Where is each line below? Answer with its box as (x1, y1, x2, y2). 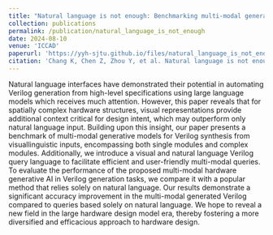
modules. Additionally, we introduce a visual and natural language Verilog (8, 147, 254, 158)
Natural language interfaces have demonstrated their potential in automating (8, 79, 264, 89)
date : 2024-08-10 (8, 34, 67, 43)
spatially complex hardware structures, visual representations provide (8, 105, 242, 114)
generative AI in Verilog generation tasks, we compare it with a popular (8, 173, 246, 183)
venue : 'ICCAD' (8, 42, 60, 50)
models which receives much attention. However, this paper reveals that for (8, 96, 262, 106)
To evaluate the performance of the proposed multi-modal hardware (8, 165, 237, 175)
